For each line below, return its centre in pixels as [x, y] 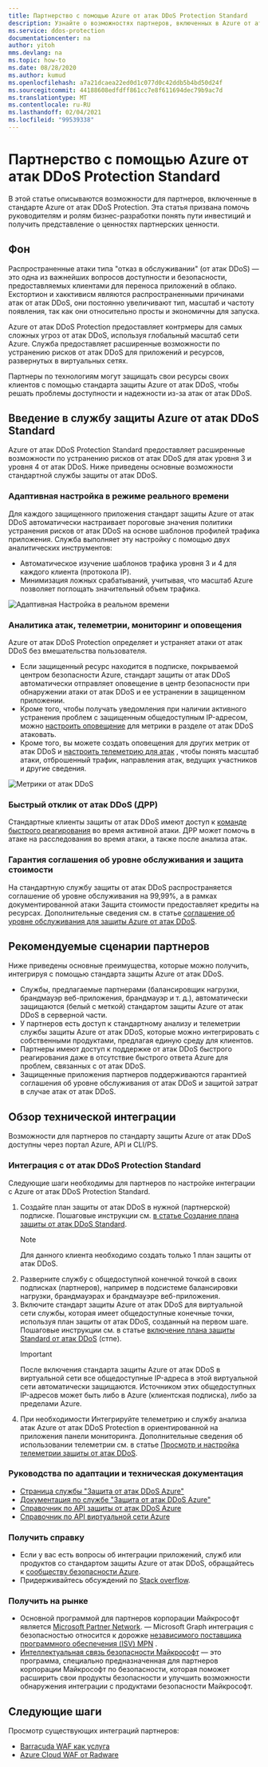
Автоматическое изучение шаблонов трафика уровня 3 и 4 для [128, 563]
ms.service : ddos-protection [57, 30]
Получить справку [47, 1537]
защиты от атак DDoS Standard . [73, 1224]
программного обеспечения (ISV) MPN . [89, 1644]
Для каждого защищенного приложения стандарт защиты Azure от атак [131, 514]
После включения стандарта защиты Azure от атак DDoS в [120, 1369]
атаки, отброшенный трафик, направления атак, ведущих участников [138, 760]
